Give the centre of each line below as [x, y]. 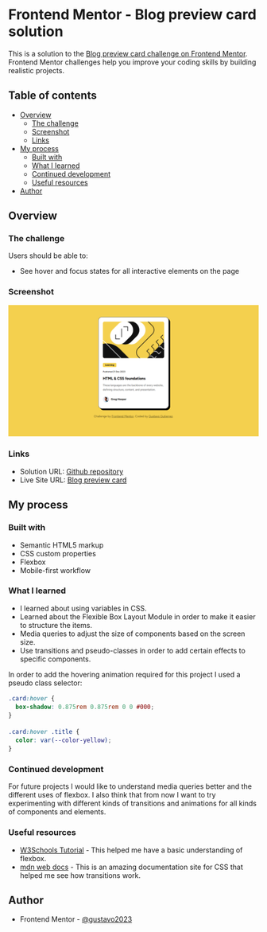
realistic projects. [37, 70]
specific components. [55, 659]
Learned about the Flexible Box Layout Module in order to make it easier [137, 616]
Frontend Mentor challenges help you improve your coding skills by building [132, 62]
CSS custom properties [58, 553]
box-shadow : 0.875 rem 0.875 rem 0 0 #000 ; [85, 707]
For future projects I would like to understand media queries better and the [130, 786]
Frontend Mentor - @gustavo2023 [76, 919]
